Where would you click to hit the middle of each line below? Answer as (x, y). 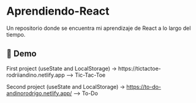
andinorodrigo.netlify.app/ (39, 93)
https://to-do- (144, 87)
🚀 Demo (21, 54)
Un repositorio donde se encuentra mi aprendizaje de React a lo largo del (99, 28)
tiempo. (16, 34)
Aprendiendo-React (58, 11)
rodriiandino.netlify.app (36, 75)
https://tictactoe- (140, 68)
